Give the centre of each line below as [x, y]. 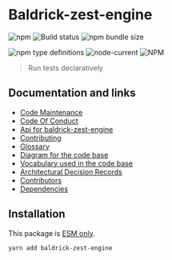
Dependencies [44, 189]
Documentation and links [72, 93]
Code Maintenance [51, 112]
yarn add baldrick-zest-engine [60, 248]
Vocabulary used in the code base [76, 163]
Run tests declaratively [66, 68]
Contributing [40, 138]
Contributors [41, 180]
